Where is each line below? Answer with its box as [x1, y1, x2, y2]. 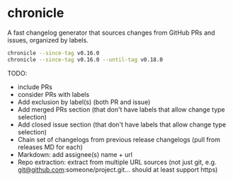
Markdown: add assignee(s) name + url [17, 150, 133, 158]
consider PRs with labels [17, 90, 90, 98]
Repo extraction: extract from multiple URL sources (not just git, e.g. [17, 158, 217, 166]
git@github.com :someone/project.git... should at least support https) [17, 165, 218, 174]
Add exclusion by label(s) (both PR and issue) [17, 98, 151, 106]
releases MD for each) [17, 143, 84, 151]
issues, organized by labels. [7, 35, 89, 44]
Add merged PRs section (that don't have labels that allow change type [17, 105, 225, 114]
